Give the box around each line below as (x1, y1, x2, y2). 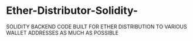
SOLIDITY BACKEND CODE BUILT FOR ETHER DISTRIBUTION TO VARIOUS (6, 23, 188, 30)
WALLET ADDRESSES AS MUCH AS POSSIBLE (6, 29, 119, 36)
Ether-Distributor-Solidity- (6, 4, 138, 17)
